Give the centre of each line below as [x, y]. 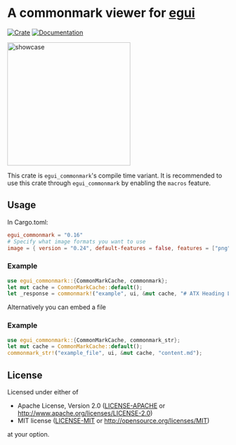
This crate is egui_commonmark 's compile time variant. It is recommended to [115, 175]
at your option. [28, 434]
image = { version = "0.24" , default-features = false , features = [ [111, 248]
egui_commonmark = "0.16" [45, 235]
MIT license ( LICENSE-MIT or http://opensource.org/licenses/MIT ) [113, 421]
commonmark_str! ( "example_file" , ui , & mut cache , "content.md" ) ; [105, 353]
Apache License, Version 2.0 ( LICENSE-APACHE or [91, 406]
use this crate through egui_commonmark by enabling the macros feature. [109, 183]
